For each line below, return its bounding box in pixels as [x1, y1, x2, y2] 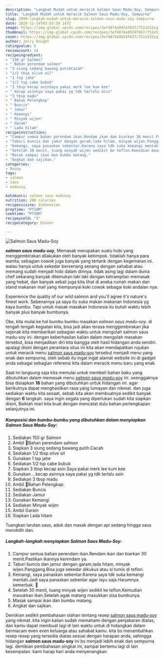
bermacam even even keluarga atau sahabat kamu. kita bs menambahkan [5, 628, 153, 634]
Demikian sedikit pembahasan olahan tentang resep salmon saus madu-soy [5, 612, 157, 618]
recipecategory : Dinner [5, 220, 54, 225]
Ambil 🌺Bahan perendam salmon [12, 439, 78, 445]
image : [5, 25, 19, 30]
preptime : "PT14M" [5, 207, 43, 212]
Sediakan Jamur [12, 492, 46, 498]
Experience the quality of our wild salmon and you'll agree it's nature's [5, 293, 147, 299]
